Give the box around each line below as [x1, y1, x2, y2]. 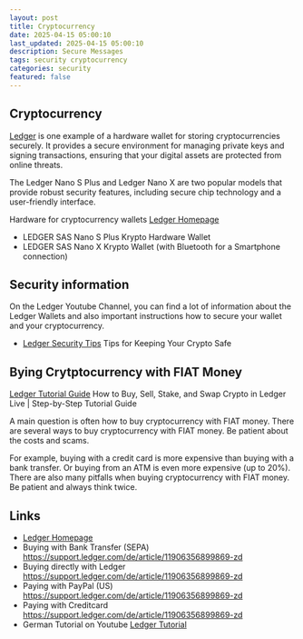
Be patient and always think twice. [9, 482, 138, 493]
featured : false [9, 73, 71, 82]
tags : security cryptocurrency [9, 55, 128, 65]
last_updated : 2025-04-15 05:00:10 [9, 38, 144, 48]
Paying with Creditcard [22, 600, 109, 610]
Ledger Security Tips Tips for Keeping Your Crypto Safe [22, 338, 232, 349]
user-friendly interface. [9, 196, 97, 207]
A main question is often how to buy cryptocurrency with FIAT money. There [9, 415, 295, 427]
